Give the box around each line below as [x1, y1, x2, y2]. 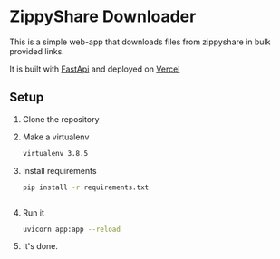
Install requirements [22, 165, 97, 176]
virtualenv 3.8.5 [22, 149, 89, 158]
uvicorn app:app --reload [22, 225, 121, 234]
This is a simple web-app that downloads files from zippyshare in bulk [9, 36, 271, 47]
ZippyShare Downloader [9, 6, 197, 27]
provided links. [9, 45, 65, 56]
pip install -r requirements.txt [22, 183, 150, 192]
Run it [22, 206, 45, 218]
